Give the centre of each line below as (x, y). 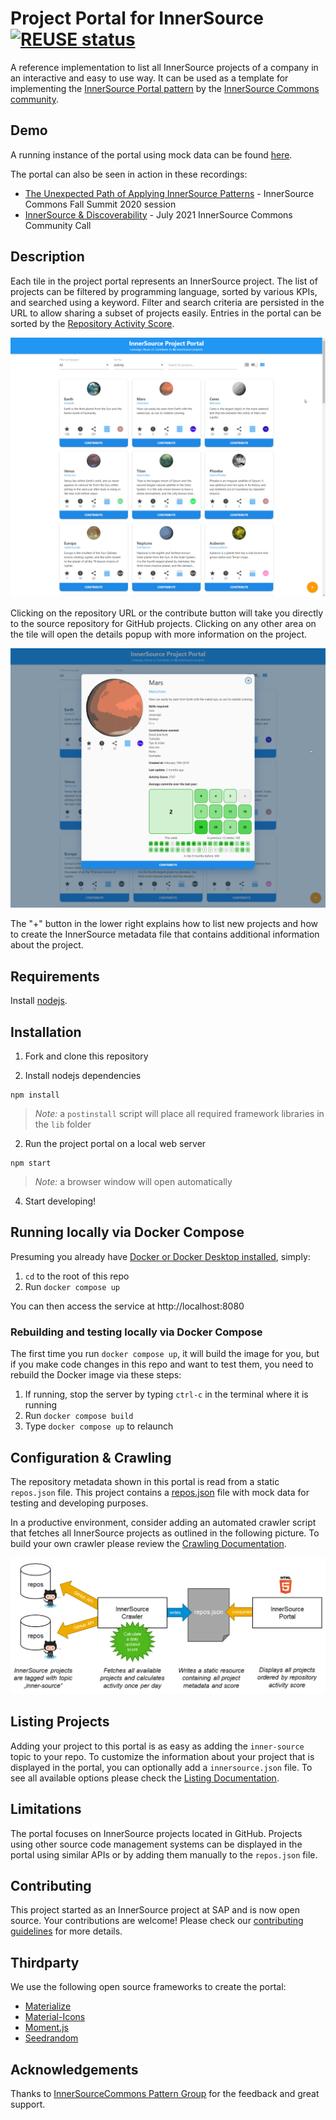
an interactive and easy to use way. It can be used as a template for (149, 78)
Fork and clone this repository (86, 1056)
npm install (35, 1095)
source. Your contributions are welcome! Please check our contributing (157, 1921)
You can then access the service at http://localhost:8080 (127, 1306)
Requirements (55, 976)
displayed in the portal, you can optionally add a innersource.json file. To (161, 1767)
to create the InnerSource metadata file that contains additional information (165, 934)
